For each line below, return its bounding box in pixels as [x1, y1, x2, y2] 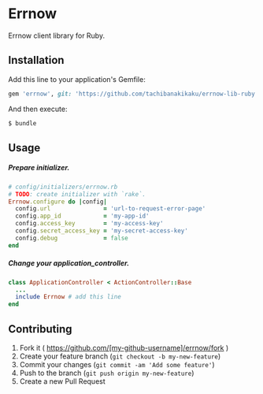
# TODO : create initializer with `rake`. [8, 190, 146, 198]
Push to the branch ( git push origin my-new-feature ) [19, 368, 194, 378]
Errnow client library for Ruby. [8, 31, 105, 40]
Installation [8, 54, 65, 67]
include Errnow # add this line [15, 293, 122, 301]
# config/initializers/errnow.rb [8, 183, 118, 191]
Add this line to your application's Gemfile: [8, 74, 146, 84]
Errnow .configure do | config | [8, 198, 108, 206]
